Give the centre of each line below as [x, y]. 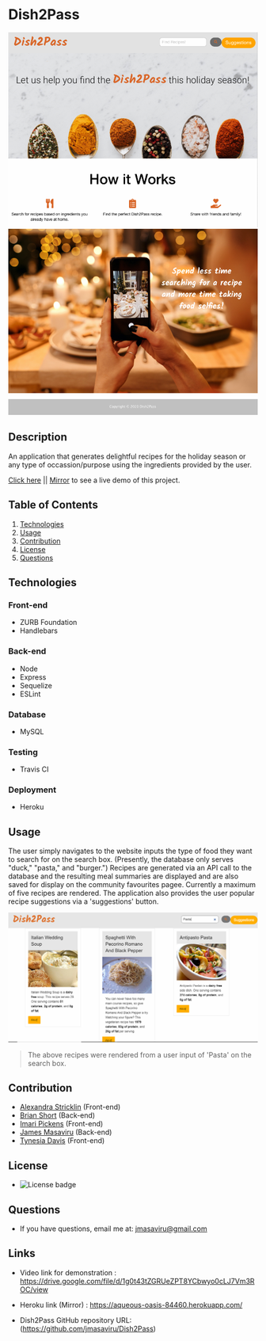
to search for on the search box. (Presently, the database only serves [121, 859]
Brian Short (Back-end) [57, 1115]
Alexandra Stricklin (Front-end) [70, 1107]
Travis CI [34, 769]
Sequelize [36, 685]
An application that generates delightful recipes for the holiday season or [127, 456]
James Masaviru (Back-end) [66, 1132]
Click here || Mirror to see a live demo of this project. [94, 480]
